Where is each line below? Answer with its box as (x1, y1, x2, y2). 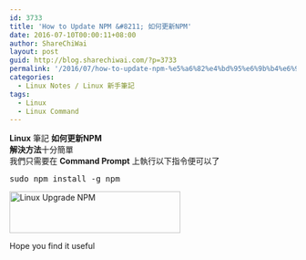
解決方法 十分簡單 (9, 144, 74, 155)
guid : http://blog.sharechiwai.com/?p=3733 (9, 56, 178, 65)
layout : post (9, 47, 59, 57)
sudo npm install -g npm (9, 174, 120, 184)
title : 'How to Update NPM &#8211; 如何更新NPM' (9, 22, 192, 31)
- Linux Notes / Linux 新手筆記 (17, 81, 135, 90)
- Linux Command (17, 107, 79, 116)
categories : (9, 73, 55, 82)
